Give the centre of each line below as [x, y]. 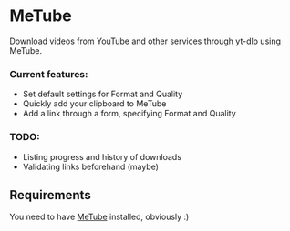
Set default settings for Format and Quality [103, 94]
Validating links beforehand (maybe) [91, 166]
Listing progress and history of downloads [102, 156]
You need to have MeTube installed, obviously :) [99, 217]
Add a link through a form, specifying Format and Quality [129, 114]
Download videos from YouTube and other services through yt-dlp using [145, 41]
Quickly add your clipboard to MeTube [94, 104]
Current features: [49, 74]
